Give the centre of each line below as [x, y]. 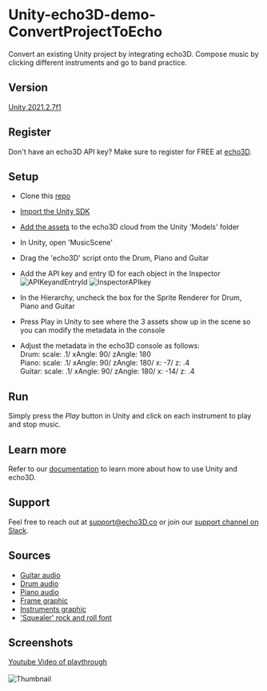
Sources [30, 556]
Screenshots [41, 643]
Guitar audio [40, 575]
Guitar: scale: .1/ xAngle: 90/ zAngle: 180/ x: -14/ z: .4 [107, 371]
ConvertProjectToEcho [85, 32]
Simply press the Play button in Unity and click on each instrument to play [130, 416]
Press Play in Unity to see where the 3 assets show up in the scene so [135, 321]
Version [28, 88]
